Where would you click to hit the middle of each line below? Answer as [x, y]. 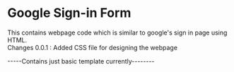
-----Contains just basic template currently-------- [81, 61]
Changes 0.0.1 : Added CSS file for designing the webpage [93, 47]
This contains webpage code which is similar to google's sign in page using [117, 32]
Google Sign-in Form [69, 13]
